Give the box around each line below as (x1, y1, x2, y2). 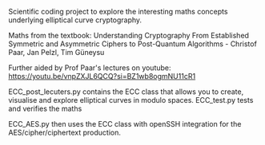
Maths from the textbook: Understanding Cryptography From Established (8, 31, 250, 40)
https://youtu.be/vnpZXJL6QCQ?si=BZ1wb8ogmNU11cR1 (8, 72, 196, 80)
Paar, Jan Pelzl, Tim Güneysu (8, 48, 105, 57)
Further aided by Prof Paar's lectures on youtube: (8, 63, 171, 72)
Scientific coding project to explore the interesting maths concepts (8, 7, 228, 16)
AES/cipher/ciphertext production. (8, 127, 122, 137)
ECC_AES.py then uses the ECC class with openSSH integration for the (8, 120, 242, 128)
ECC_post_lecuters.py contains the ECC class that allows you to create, (8, 87, 244, 96)
